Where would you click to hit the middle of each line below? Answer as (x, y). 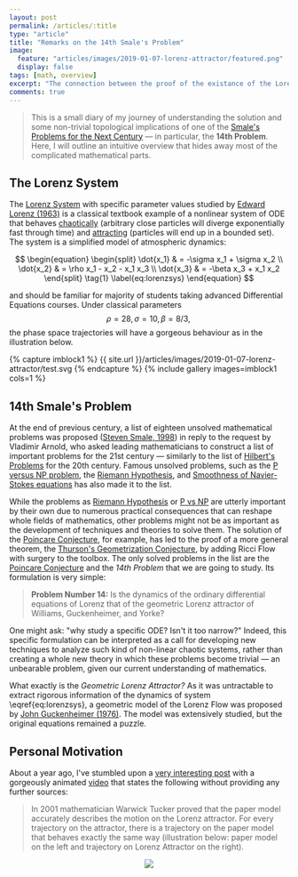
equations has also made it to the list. (104, 485)
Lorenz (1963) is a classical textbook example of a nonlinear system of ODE (147, 213)
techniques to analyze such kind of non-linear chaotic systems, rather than (146, 649)
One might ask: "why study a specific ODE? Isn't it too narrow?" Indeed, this (148, 631)
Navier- (263, 475)
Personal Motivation (66, 751)
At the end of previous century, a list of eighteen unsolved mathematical (141, 428)
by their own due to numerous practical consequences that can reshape (141, 511)
